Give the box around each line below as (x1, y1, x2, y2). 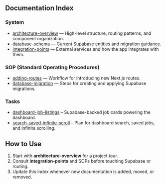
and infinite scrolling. (12, 125, 56, 131)
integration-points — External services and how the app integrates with (12, 46, 159, 52)
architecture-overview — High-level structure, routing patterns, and (12, 30, 152, 36)
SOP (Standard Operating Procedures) (5, 64, 100, 71)
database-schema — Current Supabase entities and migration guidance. (12, 41, 162, 47)
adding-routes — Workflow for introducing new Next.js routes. (12, 75, 141, 81)
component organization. (12, 35, 64, 41)
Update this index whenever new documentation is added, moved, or (12, 169, 155, 175)
